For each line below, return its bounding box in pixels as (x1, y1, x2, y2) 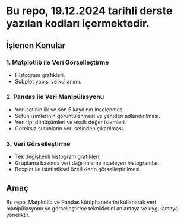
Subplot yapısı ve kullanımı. (14, 78, 82, 85)
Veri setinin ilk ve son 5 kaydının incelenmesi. (14, 106, 126, 113)
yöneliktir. (6, 212, 30, 219)
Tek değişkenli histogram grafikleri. (14, 153, 101, 161)
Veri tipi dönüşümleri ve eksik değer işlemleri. (14, 119, 126, 126)
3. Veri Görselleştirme (6, 140, 71, 148)
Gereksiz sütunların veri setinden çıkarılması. (14, 125, 125, 132)
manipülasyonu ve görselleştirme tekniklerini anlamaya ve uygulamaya (6, 205, 179, 212)
